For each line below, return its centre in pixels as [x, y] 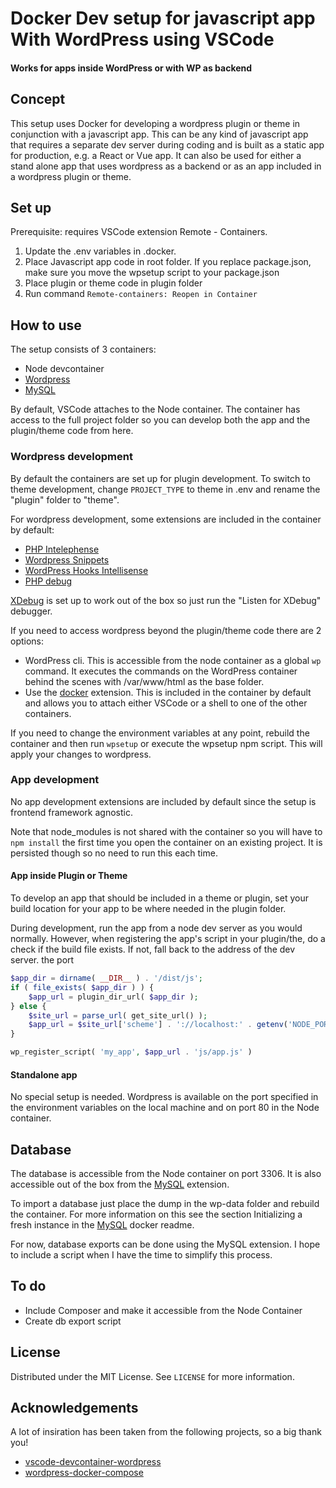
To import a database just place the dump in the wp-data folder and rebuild [165, 1204]
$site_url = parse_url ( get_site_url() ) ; [118, 1015]
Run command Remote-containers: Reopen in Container [141, 294]
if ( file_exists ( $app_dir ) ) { [82, 987]
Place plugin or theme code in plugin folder [113, 283]
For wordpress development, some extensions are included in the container [166, 519]
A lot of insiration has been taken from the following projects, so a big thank [166, 1432]
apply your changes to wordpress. [81, 754]
